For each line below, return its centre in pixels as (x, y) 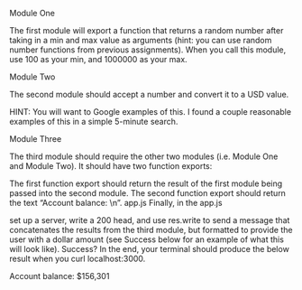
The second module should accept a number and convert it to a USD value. (149, 94)
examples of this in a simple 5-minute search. (94, 122)
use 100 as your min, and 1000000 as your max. (98, 59)
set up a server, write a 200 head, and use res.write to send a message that (150, 220)
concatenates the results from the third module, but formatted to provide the (151, 230)
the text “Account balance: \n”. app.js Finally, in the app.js (116, 203)
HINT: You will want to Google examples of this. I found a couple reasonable (150, 112)
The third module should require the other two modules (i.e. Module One (144, 156)
